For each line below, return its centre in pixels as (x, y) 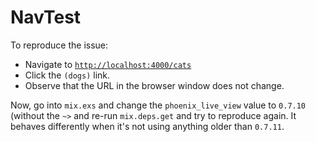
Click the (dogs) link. (67, 75)
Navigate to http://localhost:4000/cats (108, 64)
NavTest (46, 17)
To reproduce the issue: (59, 45)
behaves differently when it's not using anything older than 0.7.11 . (147, 126)
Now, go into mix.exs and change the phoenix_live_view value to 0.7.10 (158, 105)
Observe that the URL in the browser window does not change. (154, 85)
